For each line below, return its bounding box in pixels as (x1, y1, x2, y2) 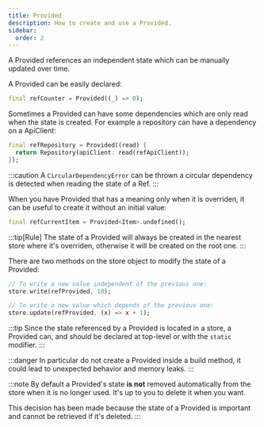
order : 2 (15, 33, 44, 42)
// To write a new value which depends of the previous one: (8, 302, 215, 310)
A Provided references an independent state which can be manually (8, 56, 230, 65)
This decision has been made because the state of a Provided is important (8, 403, 251, 413)
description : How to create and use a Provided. (8, 19, 172, 27)
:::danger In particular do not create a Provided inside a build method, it (8, 356, 241, 365)
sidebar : (8, 26, 37, 34)
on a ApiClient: (8, 126, 57, 136)
